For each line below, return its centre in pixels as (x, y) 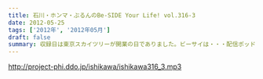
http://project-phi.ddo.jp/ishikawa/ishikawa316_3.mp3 (95, 66)
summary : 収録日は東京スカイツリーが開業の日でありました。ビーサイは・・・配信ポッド (132, 45)
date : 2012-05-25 (37, 23)
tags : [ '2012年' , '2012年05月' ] (59, 30)
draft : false (29, 37)
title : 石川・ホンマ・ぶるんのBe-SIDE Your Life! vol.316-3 (102, 15)
